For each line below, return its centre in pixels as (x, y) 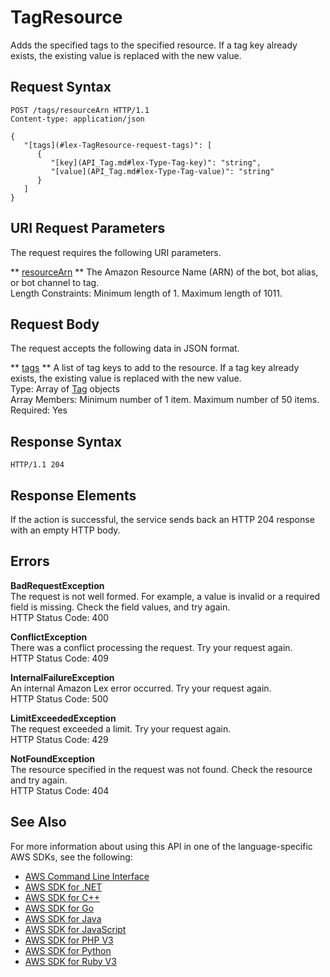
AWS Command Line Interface (87, 876)
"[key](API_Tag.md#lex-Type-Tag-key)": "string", (156, 162)
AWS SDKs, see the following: (71, 857)
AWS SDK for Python (68, 950)
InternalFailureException (62, 677)
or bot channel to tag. (55, 282)
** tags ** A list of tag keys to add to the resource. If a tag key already (155, 368)
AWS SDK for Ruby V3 (70, 961)
